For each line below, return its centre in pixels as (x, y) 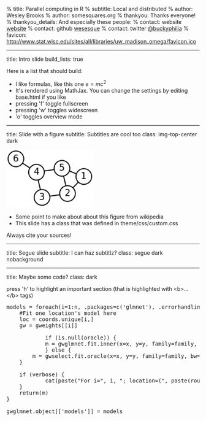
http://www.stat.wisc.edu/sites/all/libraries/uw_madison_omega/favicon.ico (101, 41)
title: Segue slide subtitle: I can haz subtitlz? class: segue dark (85, 253)
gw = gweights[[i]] (48, 325)
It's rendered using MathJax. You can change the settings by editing (101, 90)
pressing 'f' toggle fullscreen (51, 103)
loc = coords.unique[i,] (56, 319)
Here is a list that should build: (44, 71)
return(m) (34, 393)
